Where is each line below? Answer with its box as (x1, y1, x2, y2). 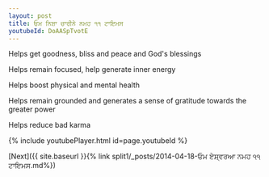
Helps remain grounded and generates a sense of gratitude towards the (8, 96, 247, 106)
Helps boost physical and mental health (8, 80, 140, 90)
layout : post (8, 11, 53, 20)
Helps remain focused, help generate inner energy (8, 65, 176, 74)
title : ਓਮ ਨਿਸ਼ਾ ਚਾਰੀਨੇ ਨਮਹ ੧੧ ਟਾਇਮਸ (8, 19, 124, 27)
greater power (8, 104, 56, 114)
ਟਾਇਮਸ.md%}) (8, 161, 57, 171)
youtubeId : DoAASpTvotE (8, 27, 89, 35)
